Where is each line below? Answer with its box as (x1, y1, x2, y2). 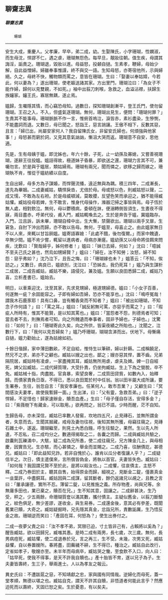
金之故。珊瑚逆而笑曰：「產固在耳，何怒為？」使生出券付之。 (5, 512, 130, 519)
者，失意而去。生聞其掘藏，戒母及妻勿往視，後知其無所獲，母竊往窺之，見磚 (5, 419, 163, 425)
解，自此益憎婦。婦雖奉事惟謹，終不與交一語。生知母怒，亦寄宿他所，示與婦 (5, 67, 163, 74)
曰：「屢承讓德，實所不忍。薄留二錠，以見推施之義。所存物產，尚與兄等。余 (5, 481, 161, 487)
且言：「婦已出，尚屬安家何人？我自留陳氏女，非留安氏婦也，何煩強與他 (5, 128, 152, 134)
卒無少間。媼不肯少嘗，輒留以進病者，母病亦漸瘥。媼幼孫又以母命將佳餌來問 (5, 237, 163, 243)
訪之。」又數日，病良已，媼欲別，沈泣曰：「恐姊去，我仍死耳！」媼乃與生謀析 (5, 262, 163, 268)
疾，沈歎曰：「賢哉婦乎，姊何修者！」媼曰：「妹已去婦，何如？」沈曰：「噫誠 (5, 243, 161, 249)
